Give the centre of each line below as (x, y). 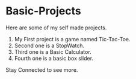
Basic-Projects (44, 11)
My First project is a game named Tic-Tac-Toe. (72, 39)
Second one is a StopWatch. (49, 45)
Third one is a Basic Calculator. (53, 51)
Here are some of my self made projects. (56, 28)
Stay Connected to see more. (42, 69)
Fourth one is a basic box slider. (54, 58)
